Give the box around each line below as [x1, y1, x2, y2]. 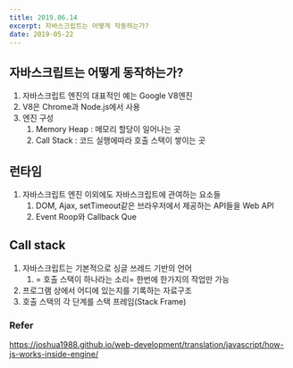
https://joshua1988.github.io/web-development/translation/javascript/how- [9, 339, 284, 350]
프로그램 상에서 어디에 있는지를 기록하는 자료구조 [21, 285, 192, 296]
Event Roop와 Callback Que [35, 212, 137, 222]
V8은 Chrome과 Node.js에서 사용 [21, 102, 141, 113]
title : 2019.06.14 [9, 13, 78, 22]
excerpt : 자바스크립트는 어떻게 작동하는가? [9, 21, 150, 30]
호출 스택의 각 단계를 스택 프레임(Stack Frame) [21, 296, 187, 306]
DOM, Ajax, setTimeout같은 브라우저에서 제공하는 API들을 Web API [35, 200, 274, 211]
